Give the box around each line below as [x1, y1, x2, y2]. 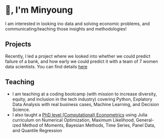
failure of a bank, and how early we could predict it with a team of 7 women [5, 58, 159, 64]
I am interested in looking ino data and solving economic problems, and [5, 21, 150, 27]
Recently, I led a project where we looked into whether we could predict [5, 53, 151, 59]
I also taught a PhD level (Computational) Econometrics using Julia [12, 111, 148, 117]
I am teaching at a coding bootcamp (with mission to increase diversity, [12, 91, 157, 97]
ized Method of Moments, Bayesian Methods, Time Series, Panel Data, [12, 122, 156, 128]
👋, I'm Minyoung [5, 4, 73, 16]
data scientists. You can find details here [5, 63, 88, 69]
